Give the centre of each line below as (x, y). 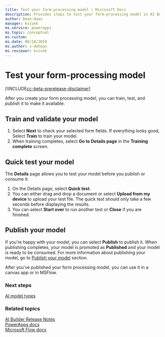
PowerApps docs (22, 325)
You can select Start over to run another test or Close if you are (77, 210)
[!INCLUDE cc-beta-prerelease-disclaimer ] (48, 89)
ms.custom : (16, 37)
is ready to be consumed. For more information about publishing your (75, 252)
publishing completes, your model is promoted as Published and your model (82, 247)
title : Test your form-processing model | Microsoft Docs (66, 10)
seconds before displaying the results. (51, 204)
